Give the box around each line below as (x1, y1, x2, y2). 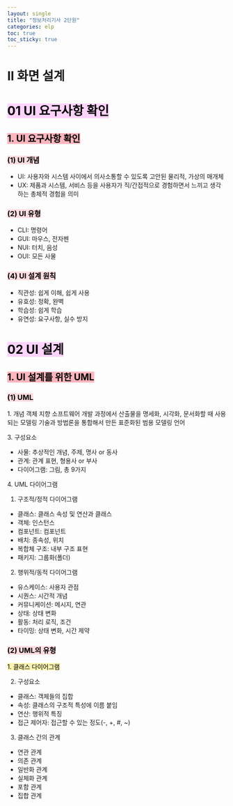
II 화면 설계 (7, 68, 65, 84)
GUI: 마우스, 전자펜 (17, 235, 70, 243)
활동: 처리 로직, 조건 (17, 617, 72, 626)
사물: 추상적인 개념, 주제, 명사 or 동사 (17, 447, 118, 456)
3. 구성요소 (7, 433, 37, 441)
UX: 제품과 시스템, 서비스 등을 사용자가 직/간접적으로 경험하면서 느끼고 (17, 181, 209, 189)
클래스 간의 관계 (17, 733, 61, 741)
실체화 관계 (17, 774, 48, 782)
